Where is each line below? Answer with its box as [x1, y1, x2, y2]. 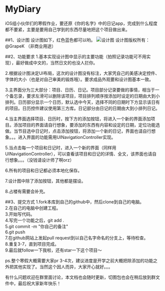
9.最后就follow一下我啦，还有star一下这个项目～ [5, 247, 102, 253]
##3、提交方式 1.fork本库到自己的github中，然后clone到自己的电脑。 [5, 198, 144, 205]
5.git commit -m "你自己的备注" [5, 223, 68, 229]
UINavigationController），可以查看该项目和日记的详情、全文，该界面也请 [5, 151, 152, 157]
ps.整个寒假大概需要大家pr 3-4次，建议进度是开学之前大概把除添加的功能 [5, 258, 153, 263]
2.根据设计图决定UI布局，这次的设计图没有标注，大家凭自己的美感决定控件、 [5, 70, 160, 76]
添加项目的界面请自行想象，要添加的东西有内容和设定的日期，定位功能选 [13, 122, 160, 128]
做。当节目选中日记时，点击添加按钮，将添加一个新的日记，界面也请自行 [5, 128, 151, 134]
